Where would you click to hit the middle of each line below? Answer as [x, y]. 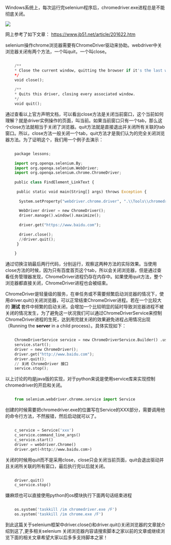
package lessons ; [33, 154]
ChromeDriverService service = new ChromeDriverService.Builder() [86, 340]
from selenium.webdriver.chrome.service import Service [75, 399]
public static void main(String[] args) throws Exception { [81, 192]
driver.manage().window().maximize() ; [60, 216]
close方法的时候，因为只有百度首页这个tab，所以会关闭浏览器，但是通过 [81, 270]
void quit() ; [28, 104]
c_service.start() [34, 440]
